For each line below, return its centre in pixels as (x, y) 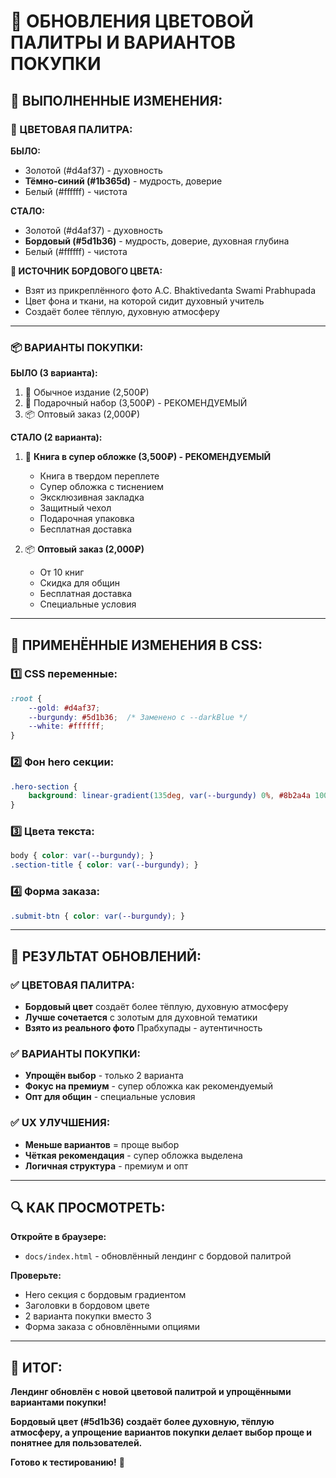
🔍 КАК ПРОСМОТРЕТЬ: (88, 1208)
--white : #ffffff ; (66, 726)
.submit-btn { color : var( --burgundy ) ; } (98, 916)
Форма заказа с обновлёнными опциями (112, 1327)
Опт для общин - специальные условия (110, 1097)
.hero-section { (44, 786)
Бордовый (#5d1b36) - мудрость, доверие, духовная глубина (157, 241)
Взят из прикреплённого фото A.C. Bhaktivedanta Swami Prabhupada (170, 290)
